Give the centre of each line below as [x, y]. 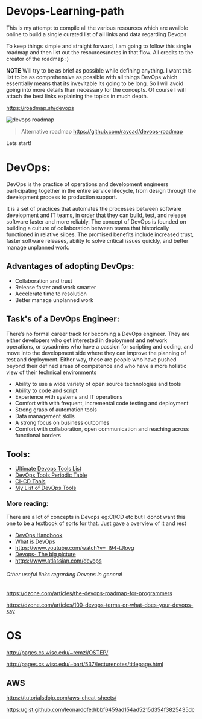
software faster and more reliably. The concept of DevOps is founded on [96, 221]
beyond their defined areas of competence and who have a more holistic [96, 366]
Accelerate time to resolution [51, 294]
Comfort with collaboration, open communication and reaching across [102, 429]
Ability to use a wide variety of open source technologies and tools [98, 384]
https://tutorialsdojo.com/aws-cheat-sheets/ [62, 698]
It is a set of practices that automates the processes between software [94, 208]
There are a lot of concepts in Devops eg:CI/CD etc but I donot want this [96, 517]
